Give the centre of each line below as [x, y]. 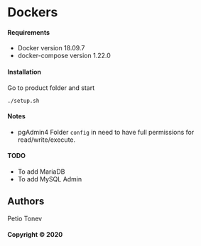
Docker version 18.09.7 [51, 48]
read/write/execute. [47, 140]
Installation [24, 72]
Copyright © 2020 [35, 235]
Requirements [29, 32]
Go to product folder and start [51, 88]
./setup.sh [23, 101]
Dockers [33, 12]
